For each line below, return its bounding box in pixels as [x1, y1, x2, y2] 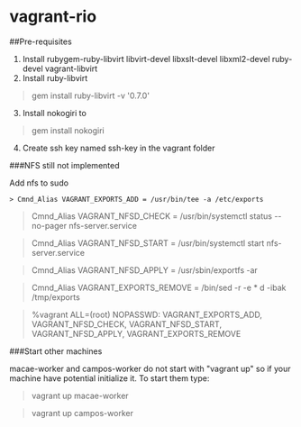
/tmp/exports [31, 291, 81, 303]
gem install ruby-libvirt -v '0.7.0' [31, 90, 150, 101]
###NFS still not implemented [9, 159, 120, 170]
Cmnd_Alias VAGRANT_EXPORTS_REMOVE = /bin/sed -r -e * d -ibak [31, 282, 287, 293]
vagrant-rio [9, 6, 97, 27]
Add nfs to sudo [9, 177, 69, 188]
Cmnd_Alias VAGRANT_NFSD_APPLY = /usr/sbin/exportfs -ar [31, 264, 259, 276]
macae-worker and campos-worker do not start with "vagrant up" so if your [9, 363, 291, 374]
